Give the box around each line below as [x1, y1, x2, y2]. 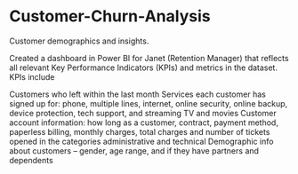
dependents [9, 154, 53, 165]
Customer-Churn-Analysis [9, 6, 211, 27]
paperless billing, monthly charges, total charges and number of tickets [9, 126, 270, 137]
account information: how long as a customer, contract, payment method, [9, 117, 278, 128]
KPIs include [9, 71, 55, 82]
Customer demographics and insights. [9, 36, 149, 46]
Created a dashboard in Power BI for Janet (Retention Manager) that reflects [9, 52, 289, 63]
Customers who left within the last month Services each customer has [9, 89, 267, 99]
